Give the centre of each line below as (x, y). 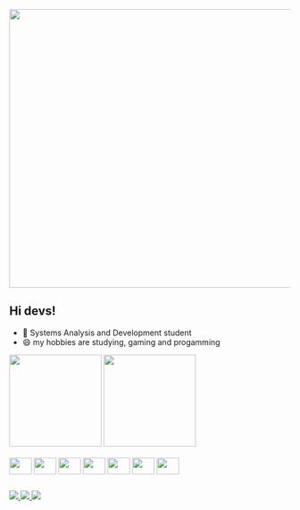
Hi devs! (33, 311)
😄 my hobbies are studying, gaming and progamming (121, 341)
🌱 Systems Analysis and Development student (107, 333)
